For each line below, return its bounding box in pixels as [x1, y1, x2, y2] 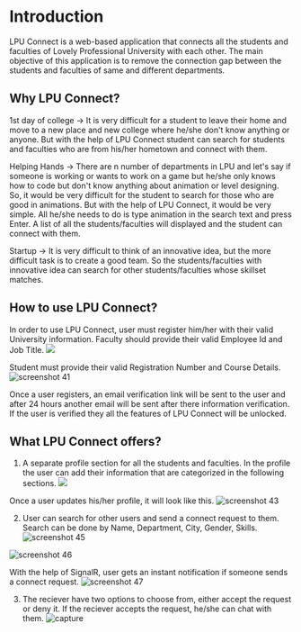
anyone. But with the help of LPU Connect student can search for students [9, 133, 286, 145]
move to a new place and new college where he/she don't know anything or [9, 124, 290, 135]
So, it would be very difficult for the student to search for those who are [9, 189, 275, 200]
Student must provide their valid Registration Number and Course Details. [9, 362, 281, 373]
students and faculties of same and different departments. [9, 65, 226, 76]
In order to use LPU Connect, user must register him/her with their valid [9, 324, 274, 335]
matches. [9, 274, 44, 284]
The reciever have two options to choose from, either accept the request [22, 594, 292, 605]
